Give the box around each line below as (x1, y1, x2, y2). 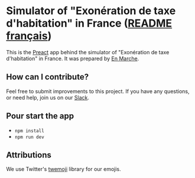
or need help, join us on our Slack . (6, 94, 90, 101)
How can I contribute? (6, 72, 89, 82)
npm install (14, 128, 44, 134)
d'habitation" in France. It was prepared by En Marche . (6, 55, 139, 62)
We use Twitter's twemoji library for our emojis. (6, 166, 121, 173)
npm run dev (14, 134, 44, 140)
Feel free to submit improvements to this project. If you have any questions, (6, 87, 190, 95)
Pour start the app (6, 111, 74, 121)
